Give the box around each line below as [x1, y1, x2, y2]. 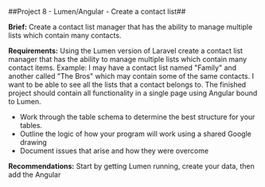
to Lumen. [8, 97, 41, 106]
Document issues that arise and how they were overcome [19, 146, 209, 155]
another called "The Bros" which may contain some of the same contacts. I [8, 72, 255, 80]
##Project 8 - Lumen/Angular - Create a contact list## [8, 7, 186, 16]
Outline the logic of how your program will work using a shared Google [19, 129, 252, 138]
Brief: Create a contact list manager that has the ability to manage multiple [8, 22, 253, 31]
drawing [19, 138, 48, 146]
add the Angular [8, 170, 61, 179]
